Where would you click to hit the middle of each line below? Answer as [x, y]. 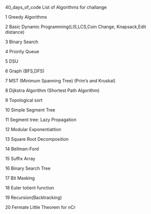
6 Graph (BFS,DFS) [25, 71]
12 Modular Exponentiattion [33, 129]
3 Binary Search [22, 42]
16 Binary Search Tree [28, 168]
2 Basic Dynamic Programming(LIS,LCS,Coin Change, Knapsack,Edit [76, 27]
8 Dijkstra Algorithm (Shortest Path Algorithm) [52, 90]
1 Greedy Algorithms [26, 17]
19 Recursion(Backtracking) [33, 197]
